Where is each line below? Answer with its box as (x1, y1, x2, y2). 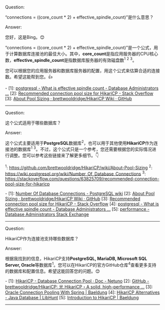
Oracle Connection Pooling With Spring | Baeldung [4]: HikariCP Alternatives (5, 289, 160, 295)
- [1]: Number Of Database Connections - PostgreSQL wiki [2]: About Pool (5, 191, 155, 197)
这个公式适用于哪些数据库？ (5, 120, 61, 126)
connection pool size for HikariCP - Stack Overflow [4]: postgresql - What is (5, 201, 159, 207)
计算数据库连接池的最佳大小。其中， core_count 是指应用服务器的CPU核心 (9, 51, 159, 56)
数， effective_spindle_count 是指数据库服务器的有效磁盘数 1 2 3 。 (5, 56, 137, 63)
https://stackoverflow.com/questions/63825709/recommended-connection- (5, 176, 160, 182)
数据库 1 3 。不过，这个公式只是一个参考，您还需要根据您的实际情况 (18, 145, 152, 152)
